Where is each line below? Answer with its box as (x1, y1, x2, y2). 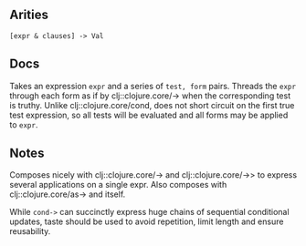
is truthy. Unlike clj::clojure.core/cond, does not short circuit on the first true (9, 99, 295, 110)
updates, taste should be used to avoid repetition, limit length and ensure (9, 216, 284, 227)
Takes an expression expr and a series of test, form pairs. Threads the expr (9, 80, 297, 91)
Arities (9, 7, 48, 23)
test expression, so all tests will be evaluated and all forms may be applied (9, 109, 289, 120)
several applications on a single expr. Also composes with (9, 179, 227, 190)
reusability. (9, 226, 51, 237)
